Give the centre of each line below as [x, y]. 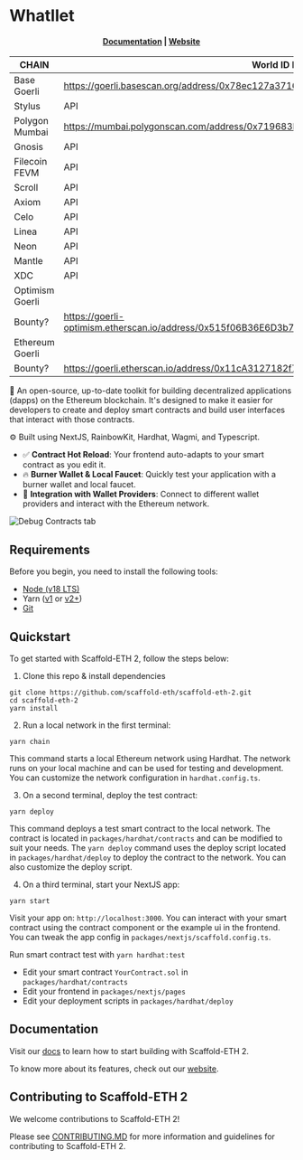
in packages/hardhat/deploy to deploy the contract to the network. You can [148, 858]
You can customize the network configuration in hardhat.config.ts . [135, 778]
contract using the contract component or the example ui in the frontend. [145, 928]
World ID [271, 65]
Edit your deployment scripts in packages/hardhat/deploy [128, 1001]
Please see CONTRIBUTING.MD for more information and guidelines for [142, 1136]
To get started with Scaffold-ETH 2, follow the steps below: [119, 659]
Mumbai [31, 132]
